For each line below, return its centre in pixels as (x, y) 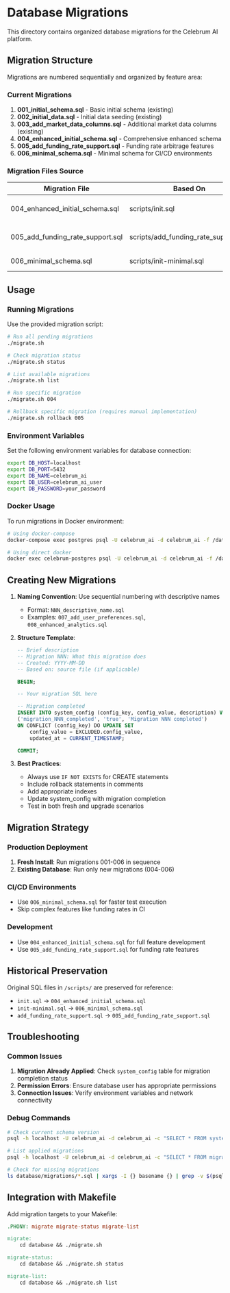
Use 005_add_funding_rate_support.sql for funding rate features (108, 949)
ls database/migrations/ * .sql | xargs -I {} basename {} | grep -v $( (110, 1176)
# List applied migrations (46, 1151)
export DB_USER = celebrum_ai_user (55, 482)
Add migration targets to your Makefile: (62, 1214)
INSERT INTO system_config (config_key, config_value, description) (117, 713)
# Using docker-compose (41, 533)
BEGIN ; (26, 682)
